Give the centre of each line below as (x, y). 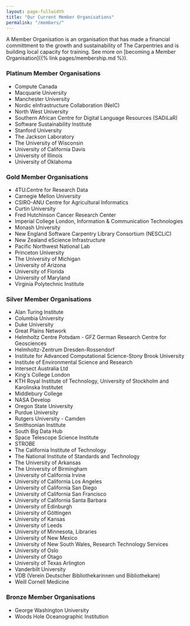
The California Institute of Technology (60, 450)
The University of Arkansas (48, 463)
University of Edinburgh (43, 507)
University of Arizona (40, 265)
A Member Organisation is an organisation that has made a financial (88, 40)
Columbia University (39, 318)
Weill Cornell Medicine (42, 582)
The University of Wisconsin (49, 143)
